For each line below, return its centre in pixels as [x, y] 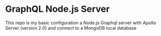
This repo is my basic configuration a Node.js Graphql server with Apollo [81, 23]
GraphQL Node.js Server [58, 9]
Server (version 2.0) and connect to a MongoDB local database [71, 28]
